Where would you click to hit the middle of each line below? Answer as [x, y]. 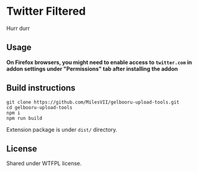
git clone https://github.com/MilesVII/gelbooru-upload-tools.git [93, 102]
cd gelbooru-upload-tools [39, 107]
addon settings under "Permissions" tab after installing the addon [92, 69]
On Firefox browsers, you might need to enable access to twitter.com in [99, 62]
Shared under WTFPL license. [44, 163]
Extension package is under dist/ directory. [62, 129]
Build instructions [41, 88]
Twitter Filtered [46, 11]
